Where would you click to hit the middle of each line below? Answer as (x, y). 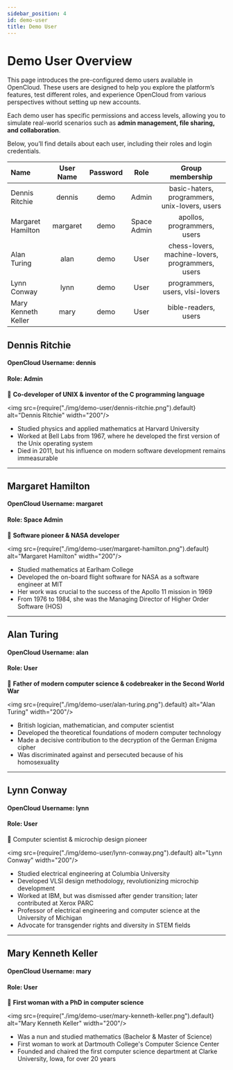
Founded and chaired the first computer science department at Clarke (117, 1051)
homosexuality (38, 762)
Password (106, 173)
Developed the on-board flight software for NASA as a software (108, 577)
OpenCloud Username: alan (48, 652)
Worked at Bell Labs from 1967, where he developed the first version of (119, 436)
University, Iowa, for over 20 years (67, 1059)
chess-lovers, (192, 246)
